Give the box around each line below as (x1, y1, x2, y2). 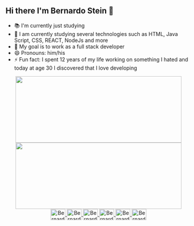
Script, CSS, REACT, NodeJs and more (14, 37, 108, 44)
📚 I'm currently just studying (14, 22, 85, 29)
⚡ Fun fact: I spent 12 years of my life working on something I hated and (14, 55, 189, 63)
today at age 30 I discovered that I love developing (14, 64, 137, 71)
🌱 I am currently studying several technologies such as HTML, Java (14, 30, 178, 37)
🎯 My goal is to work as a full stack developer (14, 42, 125, 50)
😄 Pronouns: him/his (14, 49, 65, 56)
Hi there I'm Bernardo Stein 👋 (5, 6, 114, 16)
